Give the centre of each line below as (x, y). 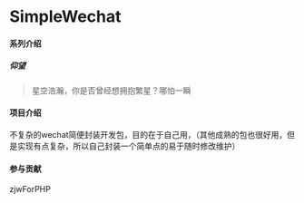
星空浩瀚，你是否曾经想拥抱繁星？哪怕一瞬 (111, 90)
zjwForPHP (30, 189)
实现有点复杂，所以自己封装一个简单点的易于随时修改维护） (128, 146)
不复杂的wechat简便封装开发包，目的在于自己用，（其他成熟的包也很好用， (148, 134)
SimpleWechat (65, 17)
